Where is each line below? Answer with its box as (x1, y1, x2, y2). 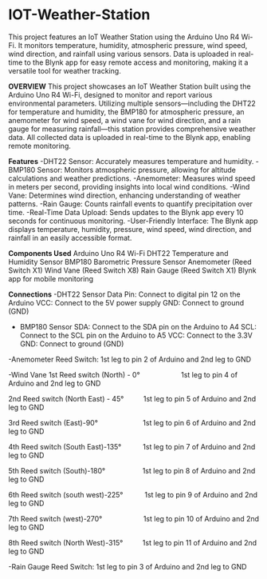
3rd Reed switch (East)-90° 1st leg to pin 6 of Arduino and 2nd (8, 417, 257, 427)
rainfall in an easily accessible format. (8, 233, 132, 242)
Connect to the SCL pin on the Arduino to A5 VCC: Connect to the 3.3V (19, 330, 253, 340)
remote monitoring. (8, 141, 72, 150)
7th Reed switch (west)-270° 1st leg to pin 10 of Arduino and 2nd (8, 513, 260, 523)
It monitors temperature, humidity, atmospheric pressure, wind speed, (18, 40, 248, 50)
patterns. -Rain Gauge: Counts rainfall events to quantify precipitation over (8, 198, 253, 209)
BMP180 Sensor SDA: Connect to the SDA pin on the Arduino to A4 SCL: (19, 321, 257, 331)
